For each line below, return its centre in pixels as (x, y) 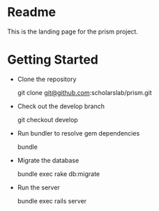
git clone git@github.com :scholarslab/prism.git (84, 92)
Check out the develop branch (61, 106)
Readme (32, 12)
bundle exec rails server (52, 201)
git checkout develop (47, 119)
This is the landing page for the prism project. (73, 31)
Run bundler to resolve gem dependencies (78, 133)
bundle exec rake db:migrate (59, 174)
